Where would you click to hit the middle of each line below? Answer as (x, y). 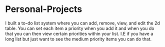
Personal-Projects (44, 9)
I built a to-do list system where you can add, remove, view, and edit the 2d (82, 23)
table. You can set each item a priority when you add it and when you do (80, 28)
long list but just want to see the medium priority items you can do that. (78, 39)
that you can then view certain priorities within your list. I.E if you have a (79, 33)
